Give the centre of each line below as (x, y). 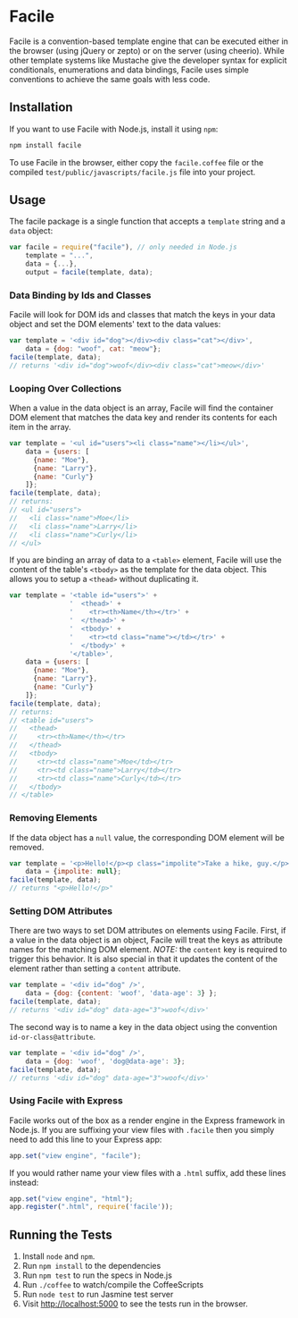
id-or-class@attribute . (53, 1036)
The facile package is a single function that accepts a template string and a (147, 222)
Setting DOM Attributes (61, 911)
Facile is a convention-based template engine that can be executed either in (149, 41)
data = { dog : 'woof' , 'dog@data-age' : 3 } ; (105, 1061)
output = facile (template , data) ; (89, 273)
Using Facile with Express (66, 1101)
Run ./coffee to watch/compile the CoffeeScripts (112, 1285)
